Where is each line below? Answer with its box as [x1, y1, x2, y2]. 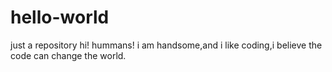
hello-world [10, 6, 110, 29]
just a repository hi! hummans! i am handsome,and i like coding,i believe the [10, 39, 323, 51]
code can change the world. [10, 49, 127, 61]
